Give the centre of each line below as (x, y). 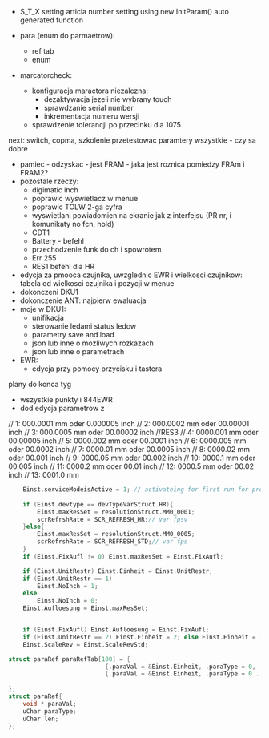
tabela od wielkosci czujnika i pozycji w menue (97, 283)
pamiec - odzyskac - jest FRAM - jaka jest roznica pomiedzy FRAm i (132, 164)
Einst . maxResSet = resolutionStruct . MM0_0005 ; (116, 534)
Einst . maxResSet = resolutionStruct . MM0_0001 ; (116, 512)
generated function (52, 20)
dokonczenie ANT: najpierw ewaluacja (83, 300)
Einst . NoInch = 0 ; (68, 601)
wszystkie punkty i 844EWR (66, 399)
